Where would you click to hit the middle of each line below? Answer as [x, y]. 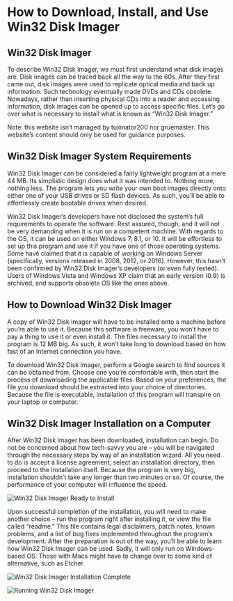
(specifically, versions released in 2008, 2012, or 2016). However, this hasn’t [116, 260]
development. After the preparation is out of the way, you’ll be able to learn [115, 541]
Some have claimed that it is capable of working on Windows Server [105, 253]
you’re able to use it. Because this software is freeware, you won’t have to [113, 329]
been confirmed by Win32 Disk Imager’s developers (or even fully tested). [113, 268]
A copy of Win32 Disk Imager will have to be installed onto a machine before [116, 322]
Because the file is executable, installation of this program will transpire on [114, 394]
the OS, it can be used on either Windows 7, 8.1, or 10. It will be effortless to [115, 238]
